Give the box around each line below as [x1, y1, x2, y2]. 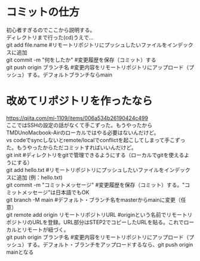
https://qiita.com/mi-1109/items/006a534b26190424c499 [6, 114, 148, 121]
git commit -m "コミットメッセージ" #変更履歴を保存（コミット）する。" [6, 181, 185, 188]
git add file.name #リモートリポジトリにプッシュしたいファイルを [6, 41, 167, 48]
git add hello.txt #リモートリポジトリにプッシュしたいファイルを [6, 166, 164, 173]
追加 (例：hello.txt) [16, 174, 63, 181]
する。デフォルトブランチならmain [26, 71, 112, 78]
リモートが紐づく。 [21, 226, 69, 233]
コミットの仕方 [6, 5, 80, 19]
